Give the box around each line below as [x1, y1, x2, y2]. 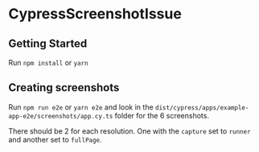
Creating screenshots [8, 81, 120, 94]
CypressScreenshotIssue [8, 5, 183, 23]
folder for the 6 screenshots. [114, 110, 209, 120]
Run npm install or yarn [8, 58, 88, 67]
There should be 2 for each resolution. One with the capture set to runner [8, 126, 251, 136]
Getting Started [8, 37, 88, 50]
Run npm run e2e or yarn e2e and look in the [8, 102, 154, 112]
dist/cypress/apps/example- [155, 103, 249, 112]
